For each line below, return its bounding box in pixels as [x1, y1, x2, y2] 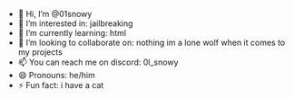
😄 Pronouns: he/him [17, 70, 95, 80]
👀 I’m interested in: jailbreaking [17, 18, 133, 29]
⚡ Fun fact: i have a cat [17, 80, 104, 90]
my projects [17, 47, 64, 58]
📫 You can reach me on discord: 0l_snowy [17, 57, 179, 67]
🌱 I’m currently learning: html [17, 28, 127, 38]
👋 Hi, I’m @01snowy [17, 9, 93, 19]
